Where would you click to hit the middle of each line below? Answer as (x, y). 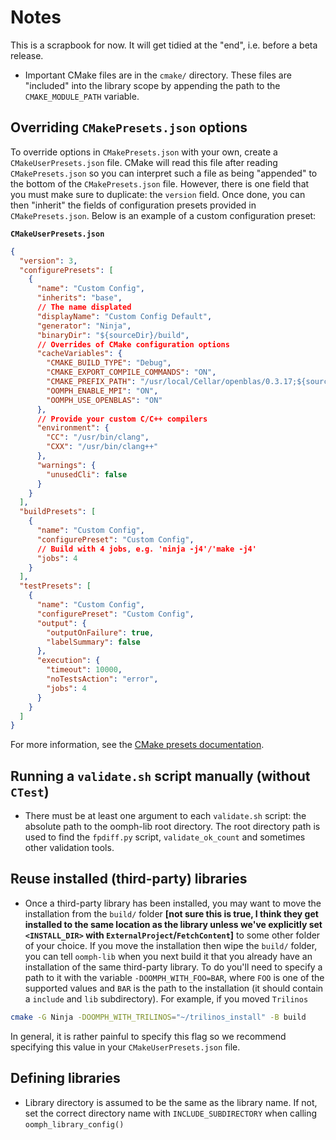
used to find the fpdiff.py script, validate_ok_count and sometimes (165, 837)
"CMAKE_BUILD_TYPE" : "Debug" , (109, 363)
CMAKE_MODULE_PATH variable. (82, 96)
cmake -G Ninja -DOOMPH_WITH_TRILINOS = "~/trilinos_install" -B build (158, 1017)
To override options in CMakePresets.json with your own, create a (144, 152)
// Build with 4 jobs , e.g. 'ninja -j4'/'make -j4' (146, 549)
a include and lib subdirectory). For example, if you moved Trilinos (166, 998)
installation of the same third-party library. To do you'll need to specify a (173, 967)
